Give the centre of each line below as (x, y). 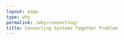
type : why (18, 17)
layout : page (22, 11)
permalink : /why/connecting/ (42, 22)
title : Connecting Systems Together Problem (62, 28)
